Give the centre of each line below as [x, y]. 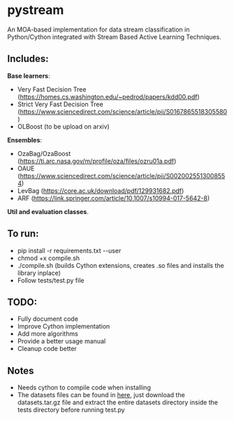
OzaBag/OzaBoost [44, 153]
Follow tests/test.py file [51, 280]
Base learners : [29, 76]
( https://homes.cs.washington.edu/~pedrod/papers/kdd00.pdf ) [109, 97]
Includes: [28, 59]
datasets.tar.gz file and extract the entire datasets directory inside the [118, 402]
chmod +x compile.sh [49, 258]
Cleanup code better [47, 349]
